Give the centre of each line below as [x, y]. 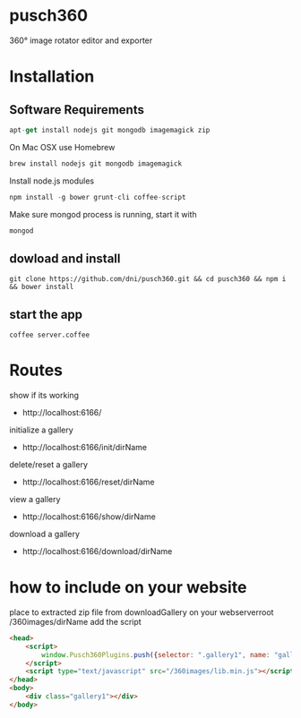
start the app [46, 314]
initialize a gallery [41, 430]
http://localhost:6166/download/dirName [97, 551]
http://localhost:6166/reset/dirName [88, 482]
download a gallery [45, 534]
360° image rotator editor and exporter [81, 40]
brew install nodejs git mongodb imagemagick [95, 163]
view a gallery [35, 499]
